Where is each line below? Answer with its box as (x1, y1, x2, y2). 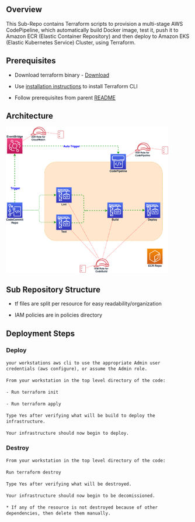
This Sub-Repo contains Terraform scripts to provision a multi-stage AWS (6, 20, 183, 27)
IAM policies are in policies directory (14, 311, 103, 318)
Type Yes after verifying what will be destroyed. (6, 481, 132, 487)
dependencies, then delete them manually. (6, 510, 111, 517)
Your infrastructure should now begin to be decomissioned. (6, 493, 156, 499)
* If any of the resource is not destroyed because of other (6, 504, 158, 511)
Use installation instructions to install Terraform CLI (14, 83, 138, 90)
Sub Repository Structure (6, 284, 101, 294)
